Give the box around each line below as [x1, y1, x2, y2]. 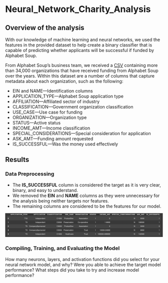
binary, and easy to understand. [12, 187, 78, 193]
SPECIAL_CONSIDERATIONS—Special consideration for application [12, 130, 151, 136]
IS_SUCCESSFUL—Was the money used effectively [12, 141, 118, 147]
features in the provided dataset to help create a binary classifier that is [5, 42, 152, 48]
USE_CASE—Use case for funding [12, 109, 82, 115]
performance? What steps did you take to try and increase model [5, 266, 139, 273]
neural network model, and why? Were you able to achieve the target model [5, 261, 161, 267]
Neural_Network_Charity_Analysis [5, 3, 151, 15]
